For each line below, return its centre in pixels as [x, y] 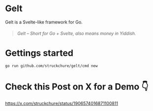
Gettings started [39, 53]
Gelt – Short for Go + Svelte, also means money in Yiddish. [76, 33]
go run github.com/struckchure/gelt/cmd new [51, 66]
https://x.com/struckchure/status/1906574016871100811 [62, 104]
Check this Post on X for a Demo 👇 [77, 87]
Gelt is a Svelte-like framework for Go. [44, 22]
